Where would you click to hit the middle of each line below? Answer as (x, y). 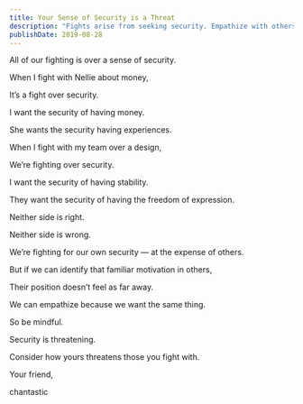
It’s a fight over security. (54, 95)
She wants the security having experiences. (91, 130)
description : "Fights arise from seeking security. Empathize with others (153, 26)
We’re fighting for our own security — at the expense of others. (127, 252)
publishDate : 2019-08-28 (56, 34)
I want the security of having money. (77, 113)
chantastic (29, 392)
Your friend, (32, 374)
